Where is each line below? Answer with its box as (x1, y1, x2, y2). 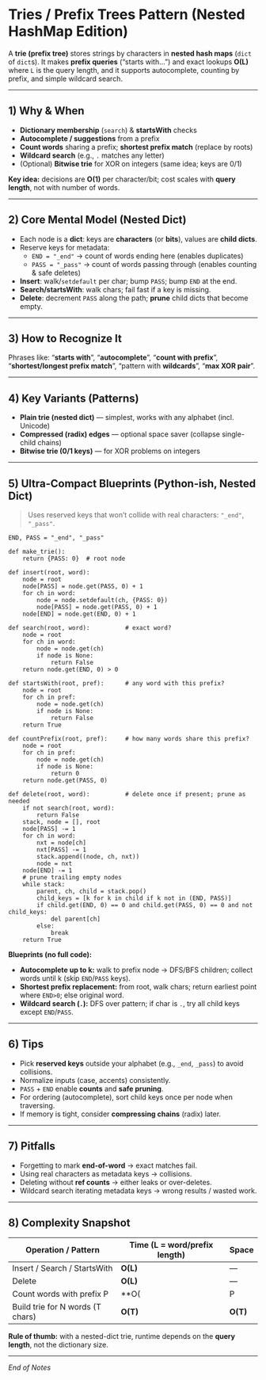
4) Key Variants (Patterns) (8, 391, 139, 405)
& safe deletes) (31, 268, 82, 277)
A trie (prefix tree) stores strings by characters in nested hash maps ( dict (8, 48, 252, 58)
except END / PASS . (19, 1008, 74, 1016)
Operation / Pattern (25, 1245, 101, 1256)
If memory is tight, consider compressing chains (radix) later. (19, 1109, 222, 1119)
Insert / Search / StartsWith (12, 1263, 113, 1274)
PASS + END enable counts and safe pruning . (19, 1084, 164, 1093)
